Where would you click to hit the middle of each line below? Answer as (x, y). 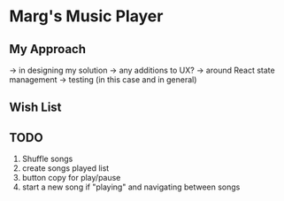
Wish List (35, 108)
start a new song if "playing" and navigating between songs (131, 187)
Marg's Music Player (86, 16)
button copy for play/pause (71, 178)
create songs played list (65, 168)
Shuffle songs (47, 159)
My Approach (48, 49)
